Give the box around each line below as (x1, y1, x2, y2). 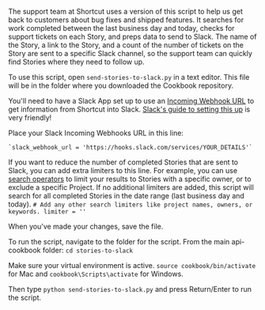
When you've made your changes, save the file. (8, 221, 164, 231)
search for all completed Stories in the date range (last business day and (8, 191, 245, 200)
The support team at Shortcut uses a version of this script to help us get (8, 7, 243, 16)
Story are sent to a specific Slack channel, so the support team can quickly (8, 49, 253, 58)
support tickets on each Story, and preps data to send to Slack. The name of (8, 32, 257, 41)
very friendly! (8, 113, 52, 122)
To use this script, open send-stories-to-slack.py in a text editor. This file (8, 73, 250, 81)
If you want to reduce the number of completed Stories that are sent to (8, 157, 239, 167)
